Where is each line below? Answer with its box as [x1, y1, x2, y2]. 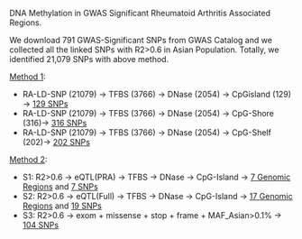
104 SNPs [22, 220, 59, 230]
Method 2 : [9, 154, 48, 165]
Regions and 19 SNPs [22, 200, 102, 211]
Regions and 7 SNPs [22, 181, 99, 192]
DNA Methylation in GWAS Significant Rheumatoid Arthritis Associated [9, 8, 271, 18]
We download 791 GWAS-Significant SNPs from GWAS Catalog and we [9, 35, 273, 45]
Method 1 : [9, 71, 47, 82]
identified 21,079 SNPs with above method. [9, 54, 169, 64]
